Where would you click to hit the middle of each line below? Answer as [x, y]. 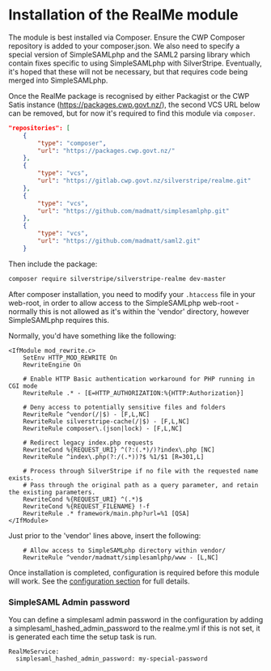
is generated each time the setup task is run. [83, 636]
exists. [21, 478]
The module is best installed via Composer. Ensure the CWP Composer [127, 37]
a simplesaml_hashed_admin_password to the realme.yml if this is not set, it [134, 628]
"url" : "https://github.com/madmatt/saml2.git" [119, 241]
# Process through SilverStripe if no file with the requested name [141, 471]
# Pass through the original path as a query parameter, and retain [141, 485]
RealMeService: [34, 652]
